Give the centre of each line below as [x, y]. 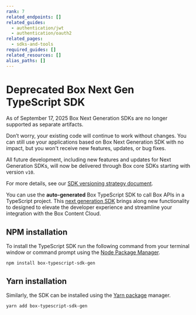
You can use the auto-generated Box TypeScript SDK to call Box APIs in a [95, 195]
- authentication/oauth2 [42, 33]
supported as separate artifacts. [45, 124]
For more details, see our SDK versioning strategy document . [80, 184]
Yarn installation [37, 281]
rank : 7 [16, 11]
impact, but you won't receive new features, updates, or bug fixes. [86, 148]
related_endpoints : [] [34, 17]
